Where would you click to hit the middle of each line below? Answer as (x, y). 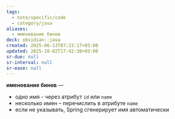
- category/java (32, 23)
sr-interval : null (29, 62)
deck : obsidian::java (33, 40)
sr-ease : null (24, 68)
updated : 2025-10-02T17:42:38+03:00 (52, 51)
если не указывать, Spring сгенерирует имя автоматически (92, 110)
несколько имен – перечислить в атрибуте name (76, 103)
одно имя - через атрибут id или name (64, 97)
